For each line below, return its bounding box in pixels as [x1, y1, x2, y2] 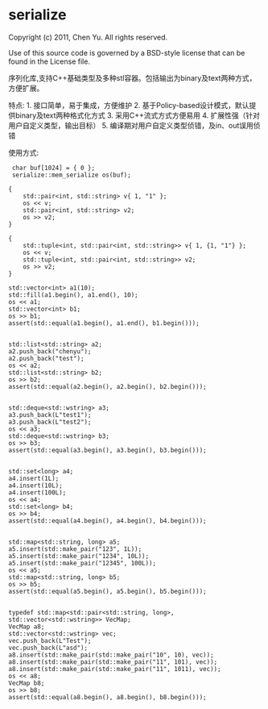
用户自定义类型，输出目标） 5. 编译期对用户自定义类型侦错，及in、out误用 [8, 120, 254, 130]
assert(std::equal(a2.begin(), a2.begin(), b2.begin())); [8, 382, 207, 390]
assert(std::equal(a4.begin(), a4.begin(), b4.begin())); [8, 516, 207, 525]
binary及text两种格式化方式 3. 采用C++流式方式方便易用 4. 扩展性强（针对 [14, 111, 260, 120]
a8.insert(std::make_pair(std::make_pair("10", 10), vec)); [8, 651, 215, 659]
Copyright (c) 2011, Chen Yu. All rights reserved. [8, 32, 168, 42]
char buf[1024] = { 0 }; [11, 164, 95, 172]
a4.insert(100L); [8, 488, 67, 497]
